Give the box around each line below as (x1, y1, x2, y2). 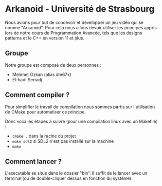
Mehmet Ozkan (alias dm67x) (12, 72, 72, 77)
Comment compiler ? (5, 91, 70, 99)
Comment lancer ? (5, 157, 62, 166)
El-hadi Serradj (12, 76, 42, 82)
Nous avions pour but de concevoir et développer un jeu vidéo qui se (5, 19, 144, 25)
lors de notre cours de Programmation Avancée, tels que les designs (5, 30, 143, 36)
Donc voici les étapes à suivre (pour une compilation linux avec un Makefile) (5, 118, 158, 124)
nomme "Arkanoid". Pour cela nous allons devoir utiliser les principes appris (5, 24, 157, 30)
